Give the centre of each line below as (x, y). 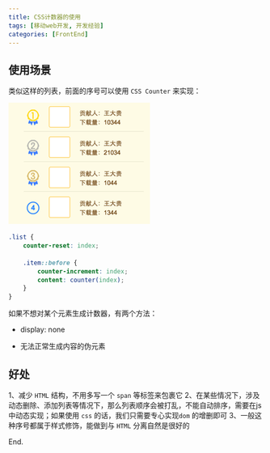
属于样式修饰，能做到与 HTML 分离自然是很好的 (113, 425)
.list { (21, 237)
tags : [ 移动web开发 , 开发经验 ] (56, 25)
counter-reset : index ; (61, 246)
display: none (42, 330)
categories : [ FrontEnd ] (49, 34)
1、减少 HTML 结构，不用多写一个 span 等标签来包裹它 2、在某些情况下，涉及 (134, 395)
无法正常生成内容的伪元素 (63, 346)
